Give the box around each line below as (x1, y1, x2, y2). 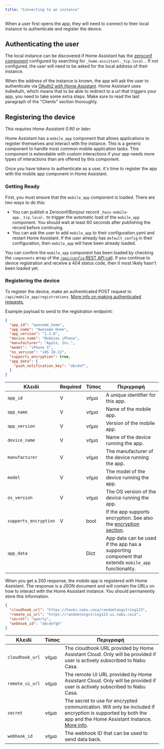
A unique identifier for (105, 392, 156, 399)
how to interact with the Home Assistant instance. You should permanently (5, 588, 155, 594)
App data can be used (105, 535, 157, 542)
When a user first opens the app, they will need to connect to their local (5, 21, 149, 26)
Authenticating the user (5, 40, 80, 48)
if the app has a (105, 541, 142, 548)
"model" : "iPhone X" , (9, 345, 54, 350)
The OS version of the (105, 488, 156, 495)
